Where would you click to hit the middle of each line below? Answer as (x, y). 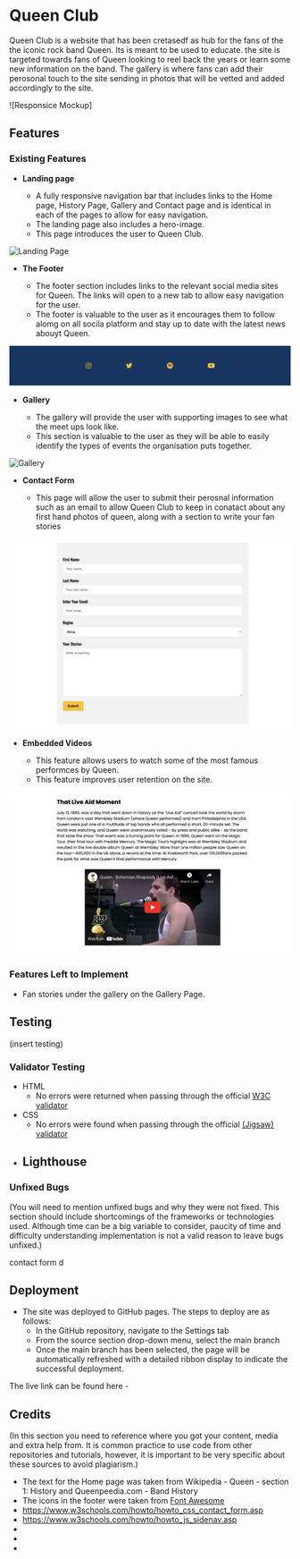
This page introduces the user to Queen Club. (119, 233)
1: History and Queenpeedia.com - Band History (110, 1491)
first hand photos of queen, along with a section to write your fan (155, 516)
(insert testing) (37, 1044)
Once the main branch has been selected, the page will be (142, 1350)
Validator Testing (47, 1067)
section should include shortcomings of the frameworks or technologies (142, 1216)
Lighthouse (54, 1162)
